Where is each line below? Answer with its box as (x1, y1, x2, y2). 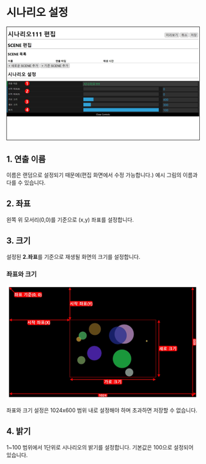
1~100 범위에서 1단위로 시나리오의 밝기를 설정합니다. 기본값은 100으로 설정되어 (6, 443, 194, 451)
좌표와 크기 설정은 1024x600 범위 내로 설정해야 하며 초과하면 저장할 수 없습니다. (6, 406, 197, 414)
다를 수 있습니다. (6, 179, 46, 187)
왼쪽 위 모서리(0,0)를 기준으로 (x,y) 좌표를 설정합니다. (6, 215, 134, 223)
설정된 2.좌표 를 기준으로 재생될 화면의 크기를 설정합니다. (6, 253, 141, 260)
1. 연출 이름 (6, 154, 46, 164)
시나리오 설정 (6, 6, 68, 20)
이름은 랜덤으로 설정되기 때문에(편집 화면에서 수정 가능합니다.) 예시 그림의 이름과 (6, 171, 198, 179)
